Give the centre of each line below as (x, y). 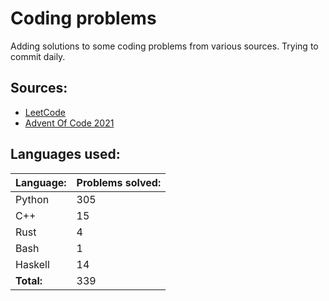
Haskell (32, 264)
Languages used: (65, 154)
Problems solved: (119, 182)
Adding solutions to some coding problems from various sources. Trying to (164, 46)
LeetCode (45, 112)
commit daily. (38, 56)
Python (32, 199)
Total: (29, 280)
